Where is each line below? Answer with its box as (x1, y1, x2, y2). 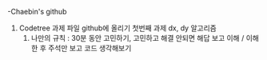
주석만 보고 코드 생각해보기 (48, 43, 132, 53)
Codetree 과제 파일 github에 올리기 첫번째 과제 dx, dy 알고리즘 (18, 23, 217, 33)
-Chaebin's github (7, 7, 67, 16)
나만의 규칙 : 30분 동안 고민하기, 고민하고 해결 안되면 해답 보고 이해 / (30, 34, 245, 42)
